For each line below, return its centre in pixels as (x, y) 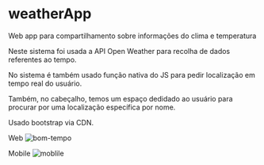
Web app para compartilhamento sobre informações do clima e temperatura (132, 36)
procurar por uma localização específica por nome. (92, 107)
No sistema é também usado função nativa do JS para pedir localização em (132, 75)
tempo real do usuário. (45, 83)
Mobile (19, 153)
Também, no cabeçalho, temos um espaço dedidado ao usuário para (121, 98)
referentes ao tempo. (42, 59)
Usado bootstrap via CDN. (51, 122)
